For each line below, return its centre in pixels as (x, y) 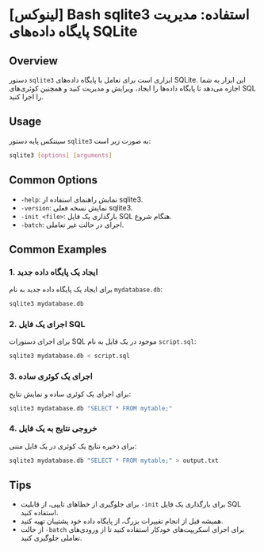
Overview (34, 61)
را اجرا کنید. (27, 96)
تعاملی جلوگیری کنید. (51, 538)
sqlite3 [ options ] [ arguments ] (61, 155)
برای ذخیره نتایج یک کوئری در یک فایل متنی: (73, 445)
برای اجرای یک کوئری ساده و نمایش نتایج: (70, 394)
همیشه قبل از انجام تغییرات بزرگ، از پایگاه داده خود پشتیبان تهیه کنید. (122, 521)
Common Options (54, 180)
